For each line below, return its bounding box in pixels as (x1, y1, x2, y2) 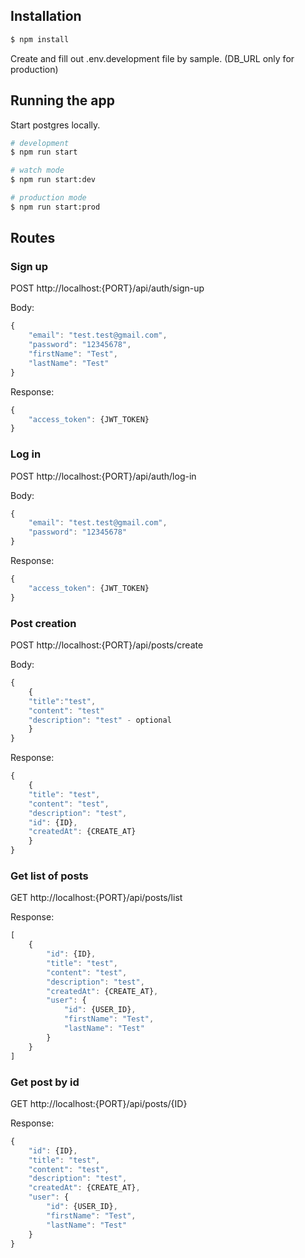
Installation (10, 8, 82, 25)
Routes (10, 230, 56, 247)
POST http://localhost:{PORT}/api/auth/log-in (10, 470, 197, 482)
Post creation (10, 616, 77, 630)
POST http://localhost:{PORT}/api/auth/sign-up (10, 282, 205, 294)
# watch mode (10, 165, 65, 176)
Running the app (10, 92, 115, 109)
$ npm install (10, 34, 70, 44)
